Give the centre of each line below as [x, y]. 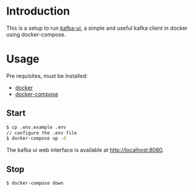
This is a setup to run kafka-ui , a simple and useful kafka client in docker [97, 28]
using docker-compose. [36, 34]
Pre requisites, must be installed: [47, 76]
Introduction [38, 11]
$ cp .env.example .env [36, 127]
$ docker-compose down [35, 183]
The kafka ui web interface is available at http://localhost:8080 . [85, 150]
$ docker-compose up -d [36, 139]
